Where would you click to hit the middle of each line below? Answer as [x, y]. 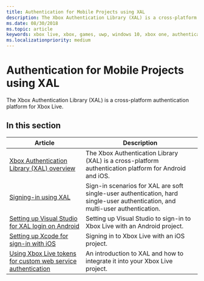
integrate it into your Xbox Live [129, 261]
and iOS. [98, 176]
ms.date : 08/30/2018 [32, 23]
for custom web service [43, 261]
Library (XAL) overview [42, 168]
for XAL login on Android [45, 226]
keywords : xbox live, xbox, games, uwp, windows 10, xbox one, [88, 35]
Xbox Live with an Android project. [135, 226]
